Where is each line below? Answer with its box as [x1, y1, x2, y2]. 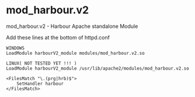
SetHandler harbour [16, 81, 64, 87]
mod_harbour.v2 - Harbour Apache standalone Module [6, 23, 138, 30]
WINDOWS [6, 45, 25, 51]
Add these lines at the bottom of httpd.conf [6, 34, 110, 41]
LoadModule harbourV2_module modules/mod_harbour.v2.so [6, 50, 145, 56]
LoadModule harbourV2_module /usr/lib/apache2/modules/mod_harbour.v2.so [6, 65, 190, 71]
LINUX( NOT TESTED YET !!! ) [6, 60, 77, 66]
